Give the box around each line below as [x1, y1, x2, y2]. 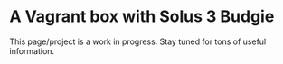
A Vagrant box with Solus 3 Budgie [9, 6, 275, 27]
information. [9, 45, 55, 56]
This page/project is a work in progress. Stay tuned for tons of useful [9, 36, 267, 47]
